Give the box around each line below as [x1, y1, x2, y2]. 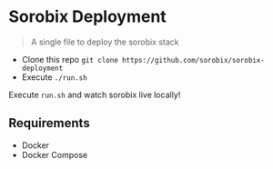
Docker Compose [21, 149, 88, 160]
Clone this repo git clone [21, 54, 119, 65]
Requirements [8, 115, 90, 131]
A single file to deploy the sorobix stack [30, 36, 179, 47]
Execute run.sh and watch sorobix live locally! [8, 89, 181, 100]
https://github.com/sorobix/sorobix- [121, 55, 266, 65]
